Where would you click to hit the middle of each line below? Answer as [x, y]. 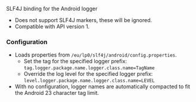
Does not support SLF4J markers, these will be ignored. [83, 20]
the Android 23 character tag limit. [57, 93]
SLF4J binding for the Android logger [52, 9]
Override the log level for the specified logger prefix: [88, 74]
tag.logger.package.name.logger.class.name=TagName [89, 68]
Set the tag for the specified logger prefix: [75, 61]
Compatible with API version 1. [52, 27]
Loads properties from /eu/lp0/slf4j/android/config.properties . [96, 55]
